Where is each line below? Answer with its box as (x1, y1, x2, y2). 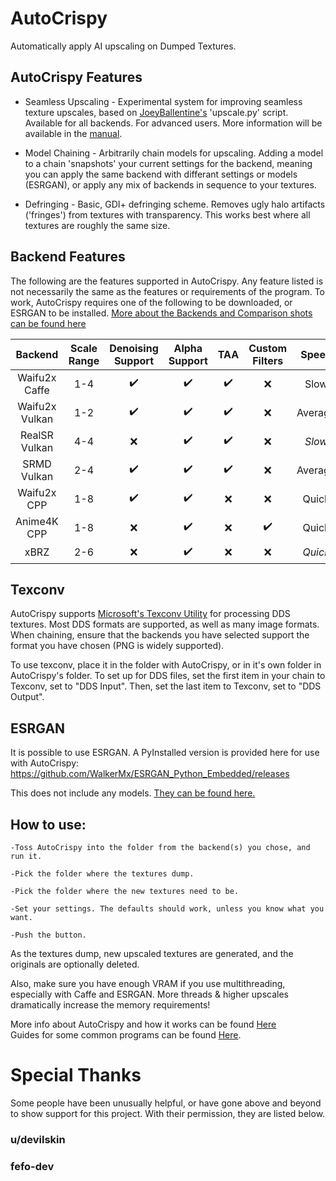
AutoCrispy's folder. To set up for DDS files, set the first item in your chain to (10, 670, 326, 682)
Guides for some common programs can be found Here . (10, 1029, 242, 1041)
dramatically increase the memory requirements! (10, 999, 211, 1011)
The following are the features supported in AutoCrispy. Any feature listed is (10, 275, 324, 287)
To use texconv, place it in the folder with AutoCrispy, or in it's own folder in (10, 659, 322, 671)
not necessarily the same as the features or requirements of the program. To (10, 285, 325, 297)
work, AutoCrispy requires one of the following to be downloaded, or (10, 296, 293, 308)
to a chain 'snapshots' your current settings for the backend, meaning (24, 157, 313, 169)
